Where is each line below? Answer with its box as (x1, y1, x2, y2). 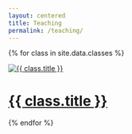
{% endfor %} (8, 118, 54, 128)
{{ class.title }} (8, 92, 108, 110)
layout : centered (8, 11, 66, 20)
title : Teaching (8, 19, 62, 27)
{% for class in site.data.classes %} (8, 49, 125, 58)
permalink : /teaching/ (8, 26, 83, 34)
